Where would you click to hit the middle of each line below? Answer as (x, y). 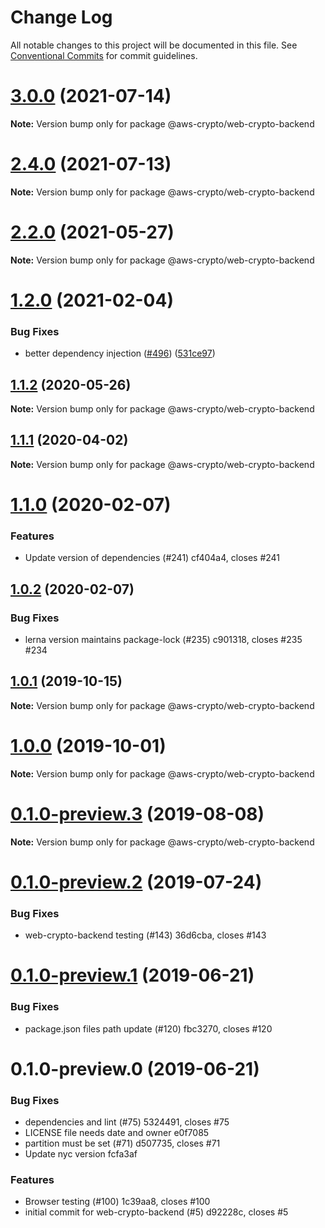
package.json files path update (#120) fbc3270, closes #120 (148, 1028)
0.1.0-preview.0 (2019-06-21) (135, 1068)
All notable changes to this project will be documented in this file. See (154, 45)
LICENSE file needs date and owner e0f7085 (117, 1133)
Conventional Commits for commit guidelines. (104, 55)
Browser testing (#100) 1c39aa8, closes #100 (117, 1202)
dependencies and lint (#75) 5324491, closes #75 (127, 1122)
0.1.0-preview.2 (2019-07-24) (136, 882)
